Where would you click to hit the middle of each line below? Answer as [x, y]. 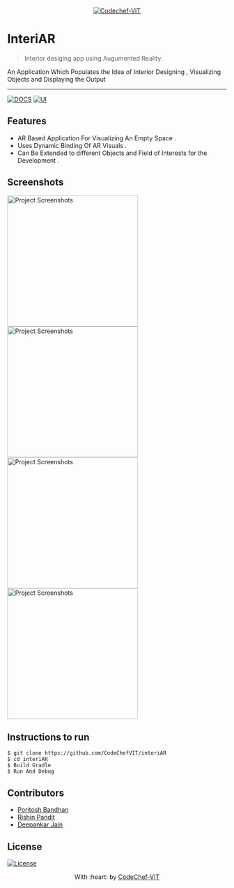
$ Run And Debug [31, 771]
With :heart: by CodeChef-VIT [117, 877]
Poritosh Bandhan [43, 810]
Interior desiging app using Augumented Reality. [93, 58]
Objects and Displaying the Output [56, 79]
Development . [38, 160]
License [25, 846]
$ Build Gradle [29, 765]
